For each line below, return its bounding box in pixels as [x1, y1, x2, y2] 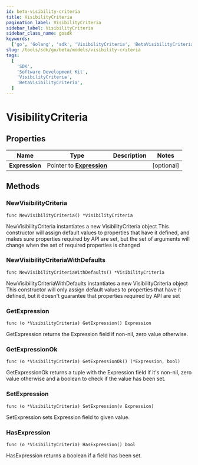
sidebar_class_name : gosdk [6, 31, 72, 36]
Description [113, 151, 147, 160]
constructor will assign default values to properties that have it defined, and [6, 229, 190, 236]
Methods [6, 181, 40, 191]
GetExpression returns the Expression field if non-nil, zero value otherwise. [6, 331, 189, 338]
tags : [6, 52, 19, 58]
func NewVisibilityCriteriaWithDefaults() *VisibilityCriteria [6, 269, 165, 275]
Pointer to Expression [47, 161, 108, 170]
